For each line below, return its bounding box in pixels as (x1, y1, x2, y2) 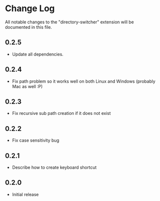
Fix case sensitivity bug (12, 137, 60, 144)
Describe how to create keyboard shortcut (12, 164, 97, 170)
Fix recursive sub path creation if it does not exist (12, 110, 111, 116)
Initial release (12, 191, 39, 197)
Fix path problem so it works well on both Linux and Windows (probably (12, 78, 156, 84)
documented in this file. (5, 24, 52, 30)
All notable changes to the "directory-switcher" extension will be (5, 19, 134, 25)
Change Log (5, 3, 55, 14)
